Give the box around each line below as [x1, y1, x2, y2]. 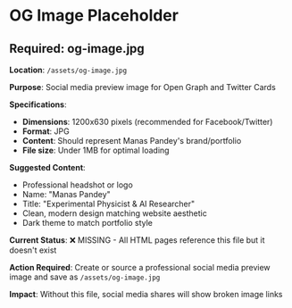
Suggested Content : [9, 162, 87, 172]
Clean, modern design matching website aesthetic [21, 208, 207, 219]
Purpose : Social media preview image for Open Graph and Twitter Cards [9, 82, 277, 92]
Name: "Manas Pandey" [21, 189, 112, 199]
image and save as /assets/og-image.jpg [9, 271, 161, 282]
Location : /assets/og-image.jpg [9, 64, 128, 75]
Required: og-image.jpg [9, 41, 145, 56]
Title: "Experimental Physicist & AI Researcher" [21, 198, 196, 209]
